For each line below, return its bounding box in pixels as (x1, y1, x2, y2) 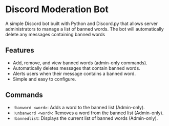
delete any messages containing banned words (5, 31, 105, 37)
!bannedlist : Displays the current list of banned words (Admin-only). (12, 115, 158, 121)
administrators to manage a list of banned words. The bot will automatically (5, 26, 164, 32)
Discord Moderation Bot (5, 4, 109, 15)
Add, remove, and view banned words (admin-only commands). (12, 60, 147, 66)
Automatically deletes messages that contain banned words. (12, 65, 141, 71)
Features (5, 46, 34, 55)
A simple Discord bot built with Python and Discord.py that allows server (5, 20, 158, 27)
